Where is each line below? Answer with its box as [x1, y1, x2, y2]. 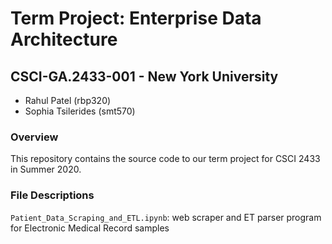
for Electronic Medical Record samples [10, 222, 170, 234]
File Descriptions [10, 188, 95, 202]
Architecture [10, 28, 118, 51]
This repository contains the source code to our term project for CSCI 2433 [10, 153, 321, 165]
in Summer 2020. [10, 163, 82, 176]
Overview [10, 130, 59, 144]
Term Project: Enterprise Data [10, 7, 262, 30]
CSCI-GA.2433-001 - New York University [10, 68, 279, 85]
